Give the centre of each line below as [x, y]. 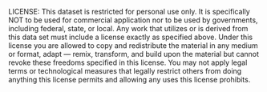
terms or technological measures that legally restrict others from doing [125, 71]
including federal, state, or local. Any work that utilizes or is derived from [128, 28]
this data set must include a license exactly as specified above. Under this [131, 37]
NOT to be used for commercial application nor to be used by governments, [133, 20]
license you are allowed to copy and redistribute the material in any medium [133, 46]
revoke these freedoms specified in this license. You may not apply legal [128, 62]
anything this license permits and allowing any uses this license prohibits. [129, 80]
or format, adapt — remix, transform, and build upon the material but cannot [133, 54]
